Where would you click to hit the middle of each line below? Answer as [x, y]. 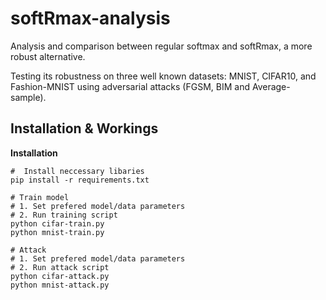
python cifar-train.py [57, 223]
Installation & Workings [84, 128]
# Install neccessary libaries [77, 171]
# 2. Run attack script [60, 267]
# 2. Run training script [64, 215]
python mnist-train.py [57, 232]
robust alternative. [48, 56]
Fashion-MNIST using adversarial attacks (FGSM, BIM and [130, 86]
